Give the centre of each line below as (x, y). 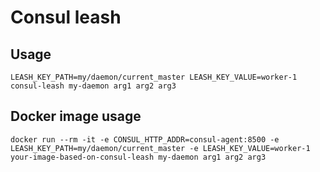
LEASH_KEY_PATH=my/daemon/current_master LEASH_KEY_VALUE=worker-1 (154, 77)
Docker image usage (76, 116)
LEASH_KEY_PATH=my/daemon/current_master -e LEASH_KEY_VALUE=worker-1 (160, 148)
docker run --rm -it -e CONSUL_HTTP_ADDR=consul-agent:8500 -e (145, 139)
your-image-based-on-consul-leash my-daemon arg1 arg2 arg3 (138, 157)
